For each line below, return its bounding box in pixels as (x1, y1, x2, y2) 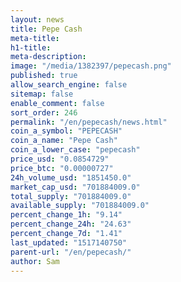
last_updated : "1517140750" (10, 237, 128, 248)
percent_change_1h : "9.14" (10, 210, 123, 220)
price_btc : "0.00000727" (10, 163, 114, 173)
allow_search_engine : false (10, 80, 128, 90)
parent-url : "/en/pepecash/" (10, 247, 132, 257)
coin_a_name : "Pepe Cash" (10, 136, 118, 146)
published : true (10, 71, 78, 81)
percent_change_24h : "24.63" (10, 219, 132, 230)
